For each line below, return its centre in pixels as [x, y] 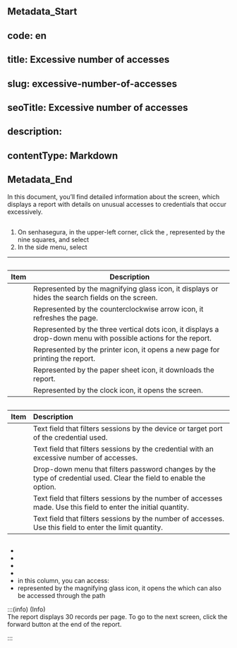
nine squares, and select [53, 239]
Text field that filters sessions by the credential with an [123, 449]
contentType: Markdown [63, 156]
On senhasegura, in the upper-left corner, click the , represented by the [121, 232]
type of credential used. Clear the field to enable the [119, 478]
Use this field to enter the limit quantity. [98, 527]
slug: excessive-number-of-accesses [92, 84]
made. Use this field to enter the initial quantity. [111, 507]
